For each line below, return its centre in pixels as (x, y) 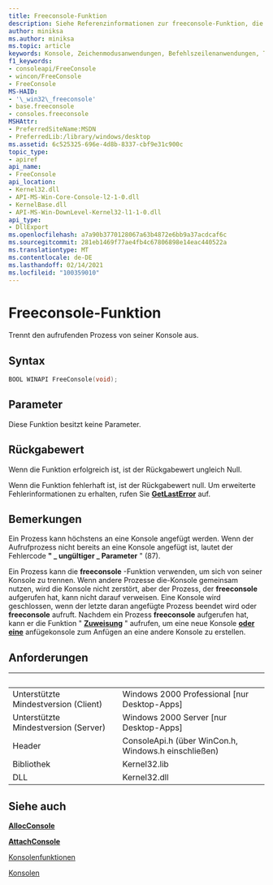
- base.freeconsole (41, 106)
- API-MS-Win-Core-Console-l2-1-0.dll (74, 197)
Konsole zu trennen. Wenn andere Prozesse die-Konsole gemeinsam (123, 581)
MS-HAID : (23, 91)
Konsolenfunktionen (42, 857)
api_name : (25, 167)
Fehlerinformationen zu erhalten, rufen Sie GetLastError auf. (110, 494)
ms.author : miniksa (41, 39)
